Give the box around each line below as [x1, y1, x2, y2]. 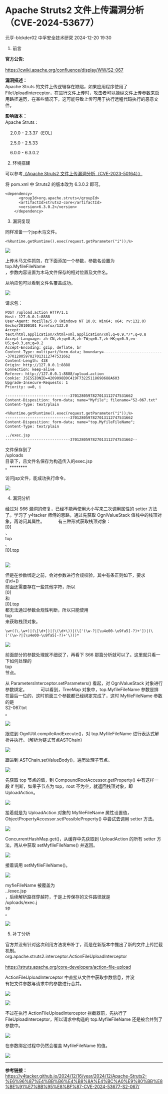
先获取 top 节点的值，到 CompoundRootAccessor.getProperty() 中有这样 [5, 777, 154, 783]
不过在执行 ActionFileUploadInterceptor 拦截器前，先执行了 [5, 1010, 127, 1016]
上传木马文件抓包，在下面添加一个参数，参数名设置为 [5, 258, 115, 264]
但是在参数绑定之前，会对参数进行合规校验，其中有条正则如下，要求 [5, 572, 145, 578]
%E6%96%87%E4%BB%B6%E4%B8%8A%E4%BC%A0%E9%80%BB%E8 [5, 1078, 163, 1084]
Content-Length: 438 [5, 358, 48, 363]
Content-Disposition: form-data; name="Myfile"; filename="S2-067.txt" [5, 397, 157, 402]
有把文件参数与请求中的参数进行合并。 [5, 980, 84, 986]
